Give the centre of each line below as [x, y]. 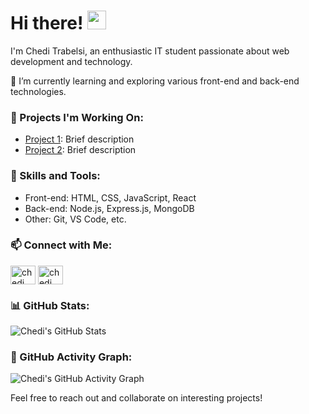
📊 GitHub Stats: [50, 305]
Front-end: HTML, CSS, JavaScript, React [110, 197]
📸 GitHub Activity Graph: [71, 357]
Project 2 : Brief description [80, 150]
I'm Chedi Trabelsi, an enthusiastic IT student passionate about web [150, 51]
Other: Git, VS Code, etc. [75, 219]
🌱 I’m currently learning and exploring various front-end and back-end [155, 81]
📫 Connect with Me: [61, 245]
